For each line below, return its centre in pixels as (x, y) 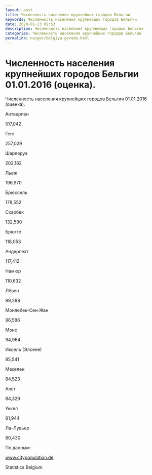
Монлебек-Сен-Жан (27, 310)
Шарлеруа (16, 153)
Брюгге (13, 231)
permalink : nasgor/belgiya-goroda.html (47, 38)
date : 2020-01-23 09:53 (30, 24)
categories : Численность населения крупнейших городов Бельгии (73, 33)
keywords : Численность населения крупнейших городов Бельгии (71, 19)
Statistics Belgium (24, 467)
